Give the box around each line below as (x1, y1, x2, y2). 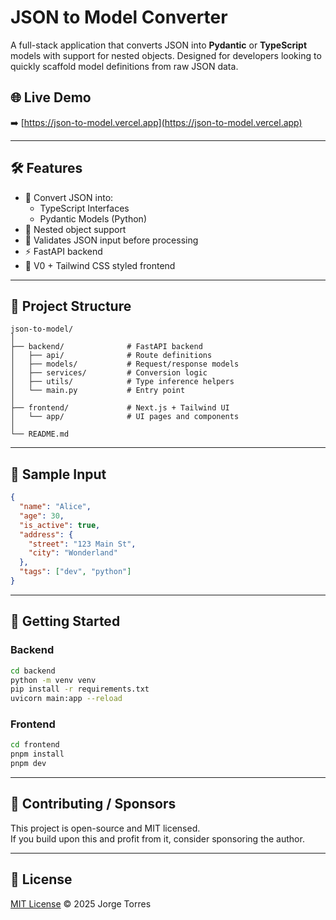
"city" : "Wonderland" (28, 548, 118, 558)
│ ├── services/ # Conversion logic (10, 368, 208, 378)
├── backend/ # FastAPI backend (10, 342, 203, 352)
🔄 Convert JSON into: (24, 191, 114, 203)
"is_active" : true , (19, 520, 101, 530)
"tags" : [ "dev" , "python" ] (19, 567, 132, 577)
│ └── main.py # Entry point (10, 386, 186, 396)
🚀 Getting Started (10, 613, 121, 630)
